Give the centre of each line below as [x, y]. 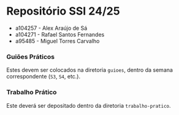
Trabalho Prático [32, 92]
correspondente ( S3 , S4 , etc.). [44, 77]
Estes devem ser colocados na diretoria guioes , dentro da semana [90, 70]
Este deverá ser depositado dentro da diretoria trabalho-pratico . [89, 105]
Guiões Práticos [31, 57]
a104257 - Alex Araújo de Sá [51, 28]
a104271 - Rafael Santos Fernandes [60, 34]
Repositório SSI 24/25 [63, 11]
